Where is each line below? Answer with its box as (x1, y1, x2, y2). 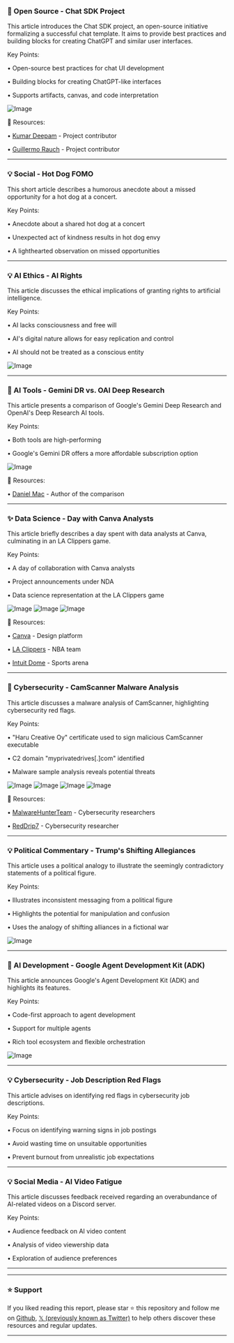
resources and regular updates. (7, 1321, 97, 1330)
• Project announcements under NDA (7, 577, 114, 586)
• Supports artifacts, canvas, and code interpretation (7, 91, 159, 100)
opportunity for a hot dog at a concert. (7, 192, 118, 201)
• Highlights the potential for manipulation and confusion (7, 910, 170, 918)
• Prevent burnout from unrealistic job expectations (7, 1152, 155, 1161)
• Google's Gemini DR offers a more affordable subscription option (7, 450, 198, 458)
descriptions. (7, 1099, 45, 1107)
